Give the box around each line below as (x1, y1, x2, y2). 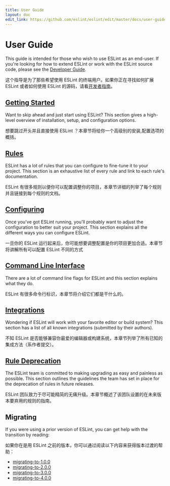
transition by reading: (5, 432, 50, 438)
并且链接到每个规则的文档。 (5, 190, 63, 196)
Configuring (5, 205, 45, 214)
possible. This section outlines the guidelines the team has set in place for (5, 376, 159, 382)
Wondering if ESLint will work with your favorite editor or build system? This (5, 319, 163, 325)
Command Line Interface (5, 261, 85, 270)
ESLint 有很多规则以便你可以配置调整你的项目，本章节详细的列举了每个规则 (5, 184, 162, 190)
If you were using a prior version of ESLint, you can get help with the (5, 427, 148, 432)
